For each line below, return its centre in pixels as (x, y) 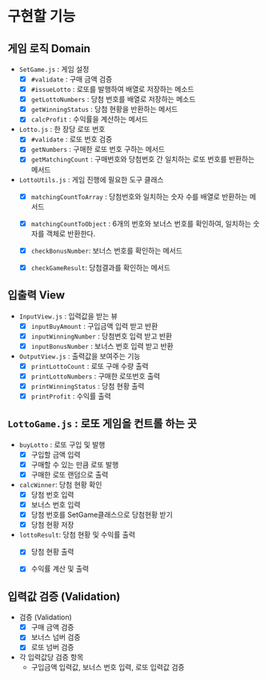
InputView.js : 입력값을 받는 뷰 (68, 316)
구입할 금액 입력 (56, 454)
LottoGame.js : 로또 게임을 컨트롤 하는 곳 (102, 424)
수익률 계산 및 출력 (60, 569)
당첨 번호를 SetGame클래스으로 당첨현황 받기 (102, 515)
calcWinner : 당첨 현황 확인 (60, 484)
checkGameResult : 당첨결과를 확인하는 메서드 (101, 267)
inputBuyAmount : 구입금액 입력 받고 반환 (94, 326)
